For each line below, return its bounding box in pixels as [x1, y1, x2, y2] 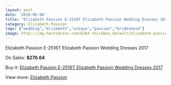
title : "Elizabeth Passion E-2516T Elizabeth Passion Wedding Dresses [5, 17, 158, 22]
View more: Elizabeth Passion [5, 74, 68, 80]
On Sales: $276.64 [5, 55, 45, 61]
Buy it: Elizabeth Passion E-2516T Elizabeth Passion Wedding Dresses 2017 [5, 64, 163, 70]
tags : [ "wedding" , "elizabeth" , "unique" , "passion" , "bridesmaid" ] [5, 26, 145, 31]
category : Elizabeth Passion [5, 21, 67, 27]
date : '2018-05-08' [5, 12, 47, 17]
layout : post [5, 7, 33, 13]
